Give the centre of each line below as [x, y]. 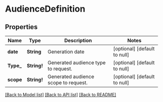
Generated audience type [77, 63]
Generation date [66, 52]
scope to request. [68, 83]
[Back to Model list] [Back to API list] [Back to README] [61, 95]
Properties [21, 27]
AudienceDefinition [45, 9]
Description [78, 41]
